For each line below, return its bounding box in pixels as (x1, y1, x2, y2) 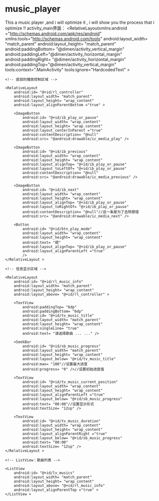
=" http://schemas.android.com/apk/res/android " (5, 31, 102, 36)
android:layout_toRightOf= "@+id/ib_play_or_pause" (22, 204, 129, 209)
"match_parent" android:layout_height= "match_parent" (5, 41, 116, 47)
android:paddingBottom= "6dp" (22, 309, 83, 314)
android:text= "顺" (22, 240, 61, 245)
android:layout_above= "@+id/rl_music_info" (14, 483, 105, 488)
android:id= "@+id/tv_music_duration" (22, 419, 101, 423)
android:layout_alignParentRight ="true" (22, 431, 108, 436)
